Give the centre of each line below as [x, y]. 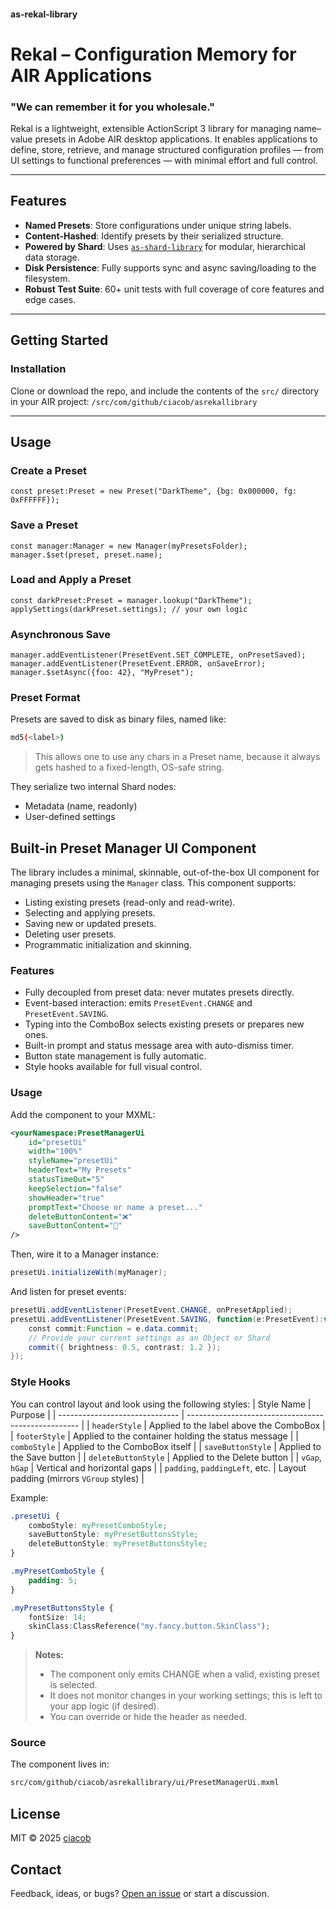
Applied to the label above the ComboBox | [237, 1425]
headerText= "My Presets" [80, 1170]
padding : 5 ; [53, 1580]
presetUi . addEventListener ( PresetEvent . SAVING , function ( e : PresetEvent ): [167, 1319]
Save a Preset [44, 525]
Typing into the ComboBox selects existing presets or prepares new [164, 1024]
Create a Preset [49, 470]
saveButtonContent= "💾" [75, 1226]
